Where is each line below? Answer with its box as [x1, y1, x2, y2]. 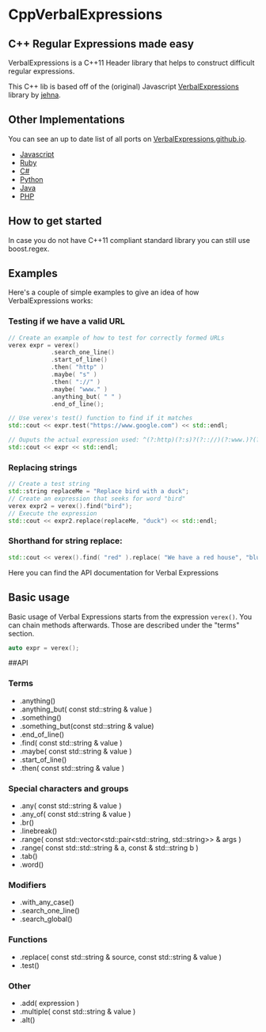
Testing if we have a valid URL [8, 316, 125, 327]
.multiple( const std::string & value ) [19, 1007, 136, 1016]
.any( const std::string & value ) [19, 801, 122, 810]
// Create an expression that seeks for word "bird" [8, 495, 186, 503]
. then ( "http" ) [50, 363, 104, 371]
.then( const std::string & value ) [19, 763, 125, 772]
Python [19, 174, 44, 184]
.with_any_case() [19, 897, 74, 907]
